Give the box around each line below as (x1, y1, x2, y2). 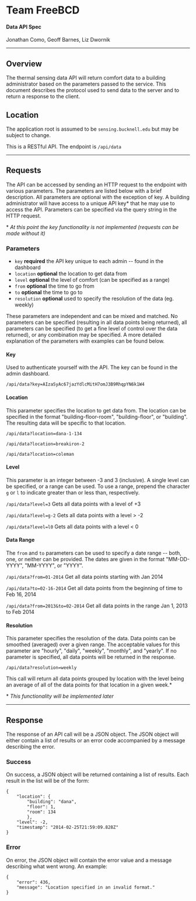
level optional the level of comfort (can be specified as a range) (14, 277, 170, 284)
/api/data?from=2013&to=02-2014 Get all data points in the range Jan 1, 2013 (6, 602, 188, 609)
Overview (6, 59, 43, 69)
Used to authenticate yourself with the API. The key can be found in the (6, 364, 178, 371)
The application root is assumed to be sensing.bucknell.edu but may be (6, 125, 179, 132)
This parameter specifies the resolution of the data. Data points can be (6, 635, 176, 642)
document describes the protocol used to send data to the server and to (6, 87, 180, 94)
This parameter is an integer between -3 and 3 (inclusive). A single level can (6, 476, 190, 483)
